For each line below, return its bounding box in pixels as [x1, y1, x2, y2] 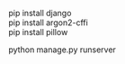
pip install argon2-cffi [8, 17, 89, 28]
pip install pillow [8, 27, 68, 37]
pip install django [8, 8, 72, 18]
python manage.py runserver [8, 44, 116, 55]
